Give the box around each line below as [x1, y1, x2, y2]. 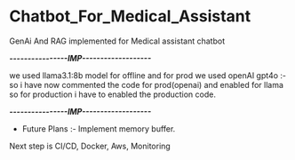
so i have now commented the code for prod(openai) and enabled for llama [9, 79, 284, 90]
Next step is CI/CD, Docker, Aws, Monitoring [9, 140, 171, 151]
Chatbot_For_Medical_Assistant [9, 6, 251, 27]
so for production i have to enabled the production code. [9, 89, 216, 100]
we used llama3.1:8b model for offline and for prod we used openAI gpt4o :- [9, 69, 287, 81]
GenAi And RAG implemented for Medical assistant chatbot [9, 36, 226, 46]
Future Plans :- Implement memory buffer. [21, 123, 176, 134]
